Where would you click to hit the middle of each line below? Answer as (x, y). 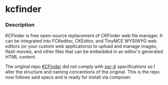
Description (20, 25)
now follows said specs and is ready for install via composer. (68, 77)
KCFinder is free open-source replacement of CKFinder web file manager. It (84, 35)
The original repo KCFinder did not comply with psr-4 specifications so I (80, 66)
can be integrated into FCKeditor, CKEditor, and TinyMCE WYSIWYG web (81, 41)
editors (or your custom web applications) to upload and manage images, (81, 46)
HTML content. (21, 57)
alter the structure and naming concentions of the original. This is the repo (82, 72)
